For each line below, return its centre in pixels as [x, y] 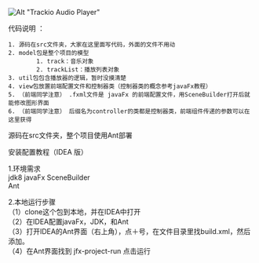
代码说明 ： [26, 28]
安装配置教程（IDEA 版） [48, 152]
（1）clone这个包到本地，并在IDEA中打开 [75, 212]
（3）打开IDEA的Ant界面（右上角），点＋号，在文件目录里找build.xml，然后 [129, 231]
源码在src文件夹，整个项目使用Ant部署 [70, 135]
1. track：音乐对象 [65, 61]
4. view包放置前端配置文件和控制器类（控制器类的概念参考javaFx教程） [110, 86]
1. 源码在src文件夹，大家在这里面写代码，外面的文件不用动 [92, 45]
